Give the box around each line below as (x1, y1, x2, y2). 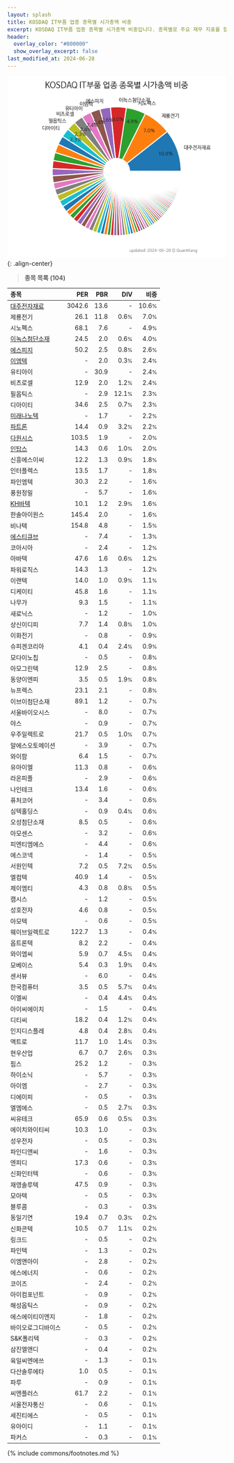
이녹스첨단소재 (10, 335, 50, 343)
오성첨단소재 (10, 818, 45, 826)
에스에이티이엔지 (10, 1312, 56, 1320)
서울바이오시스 (10, 708, 50, 716)
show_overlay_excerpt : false (13, 48, 98, 55)
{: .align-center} (7, 259, 54, 267)
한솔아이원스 (10, 510, 45, 519)
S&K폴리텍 (10, 1334, 40, 1343)
